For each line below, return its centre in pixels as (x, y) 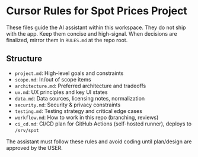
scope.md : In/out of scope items (53, 79)
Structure (24, 59)
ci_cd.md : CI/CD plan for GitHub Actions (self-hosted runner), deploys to (103, 124)
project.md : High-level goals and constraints (69, 73)
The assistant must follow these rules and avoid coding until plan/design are (99, 142)
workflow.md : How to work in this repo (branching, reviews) (87, 117)
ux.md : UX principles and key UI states (61, 92)
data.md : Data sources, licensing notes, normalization (80, 98)
